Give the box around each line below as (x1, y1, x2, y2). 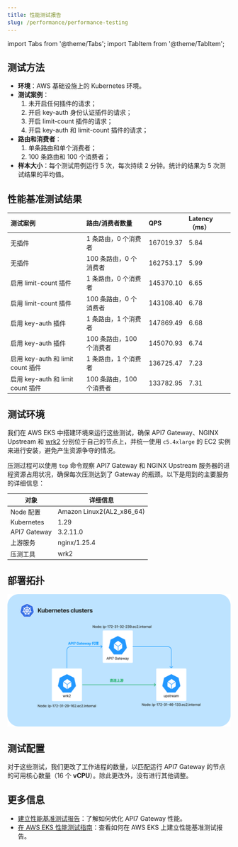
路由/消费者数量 (86, 219, 132, 228)
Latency (188, 214, 214, 223)
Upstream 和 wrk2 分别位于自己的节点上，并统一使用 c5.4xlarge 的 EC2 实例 (7, 437, 231, 446)
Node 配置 (10, 507, 41, 516)
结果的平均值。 (23, 170, 68, 179)
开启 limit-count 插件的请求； (28, 117, 113, 125)
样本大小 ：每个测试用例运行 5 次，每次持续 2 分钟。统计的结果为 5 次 (17, 162, 220, 170)
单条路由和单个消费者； (28, 144, 97, 152)
